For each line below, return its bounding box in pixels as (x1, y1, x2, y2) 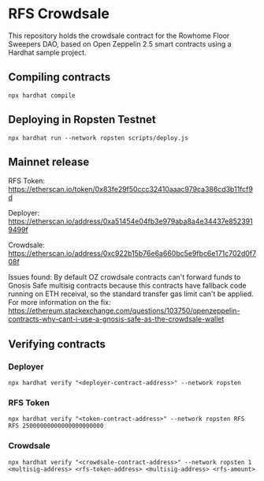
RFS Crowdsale (8, 5, 110, 23)
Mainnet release (8, 155, 90, 168)
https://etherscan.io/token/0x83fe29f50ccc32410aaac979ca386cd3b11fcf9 (8, 185, 254, 194)
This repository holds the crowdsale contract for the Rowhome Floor (8, 31, 230, 40)
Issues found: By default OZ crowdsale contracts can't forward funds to (8, 272, 241, 282)
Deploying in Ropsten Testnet (8, 113, 156, 126)
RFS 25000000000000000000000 (8, 422, 104, 430)
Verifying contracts (8, 337, 106, 351)
